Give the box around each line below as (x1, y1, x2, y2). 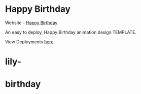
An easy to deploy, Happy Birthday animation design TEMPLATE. (5, 29, 137, 35)
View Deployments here (5, 38, 54, 45)
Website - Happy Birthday (5, 20, 58, 26)
